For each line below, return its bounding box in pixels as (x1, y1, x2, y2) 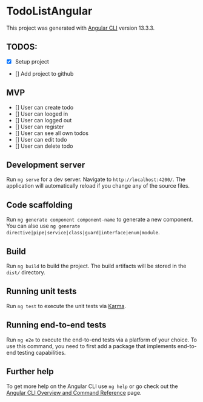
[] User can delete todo (15, 142, 73, 150)
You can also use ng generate (6, 222, 81, 229)
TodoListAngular (6, 4, 93, 18)
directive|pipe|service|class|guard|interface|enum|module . (6, 229, 160, 236)
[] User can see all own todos (15, 129, 89, 137)
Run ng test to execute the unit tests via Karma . (6, 302, 126, 309)
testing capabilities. (17, 349, 66, 356)
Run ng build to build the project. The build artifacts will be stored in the (6, 262, 187, 270)
